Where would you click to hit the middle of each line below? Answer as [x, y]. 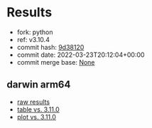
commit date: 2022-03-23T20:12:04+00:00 [81, 55]
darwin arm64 [39, 85]
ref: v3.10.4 [33, 39]
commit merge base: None [56, 62]
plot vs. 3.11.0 [36, 117]
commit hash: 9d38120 [50, 47]
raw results [33, 102]
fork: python [35, 32]
